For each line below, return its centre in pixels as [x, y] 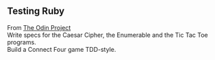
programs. [22, 42]
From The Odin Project [39, 27]
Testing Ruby [36, 11]
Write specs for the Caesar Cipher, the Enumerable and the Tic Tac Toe [107, 35]
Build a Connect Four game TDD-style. [62, 49]
